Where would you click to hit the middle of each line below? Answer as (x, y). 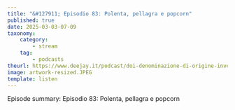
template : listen (33, 79)
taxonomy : (22, 33)
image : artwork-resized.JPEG (50, 72)
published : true (31, 20)
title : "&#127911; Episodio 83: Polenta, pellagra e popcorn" (100, 14)
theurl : (19, 66)
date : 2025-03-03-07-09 (42, 27)
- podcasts (48, 60)
